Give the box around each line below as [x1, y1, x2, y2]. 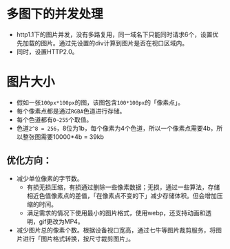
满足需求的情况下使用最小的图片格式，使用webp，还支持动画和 [26, 208, 206, 217]
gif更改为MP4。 [39, 217, 84, 226]
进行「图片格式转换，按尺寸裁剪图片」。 [22, 235, 135, 243]
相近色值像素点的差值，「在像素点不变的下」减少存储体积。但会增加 [26, 191, 218, 199]
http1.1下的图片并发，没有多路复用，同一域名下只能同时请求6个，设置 [16, 30, 213, 39]
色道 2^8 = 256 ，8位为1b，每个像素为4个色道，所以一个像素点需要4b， [16, 124, 217, 132]
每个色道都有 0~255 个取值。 [16, 115, 93, 124]
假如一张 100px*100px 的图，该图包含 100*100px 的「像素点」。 [16, 98, 184, 107]
